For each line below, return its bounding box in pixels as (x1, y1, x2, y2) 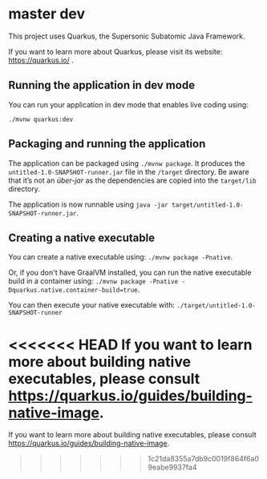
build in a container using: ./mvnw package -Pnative (8, 276, 179, 286)
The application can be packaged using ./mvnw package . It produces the (8, 158, 245, 168)
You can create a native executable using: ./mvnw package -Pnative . (8, 252, 233, 262)
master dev (8, 5, 86, 23)
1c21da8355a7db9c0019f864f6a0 (148, 454, 259, 464)
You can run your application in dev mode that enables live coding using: (8, 99, 249, 109)
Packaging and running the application (8, 137, 206, 151)
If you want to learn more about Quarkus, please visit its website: (8, 46, 223, 56)
